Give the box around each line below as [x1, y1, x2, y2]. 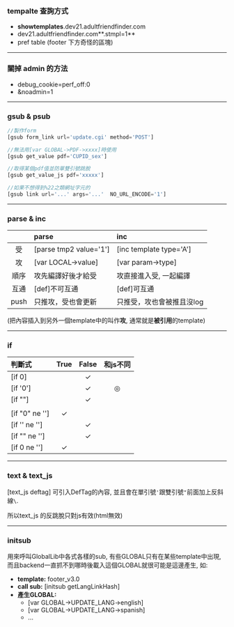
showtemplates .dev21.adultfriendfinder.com [17, 22, 146, 31]
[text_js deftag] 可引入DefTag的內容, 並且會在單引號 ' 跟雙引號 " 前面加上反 [7, 488, 218, 496]
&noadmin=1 [17, 87, 54, 95]
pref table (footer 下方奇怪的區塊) [17, 38, 114, 47]
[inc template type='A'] [116, 245, 192, 254]
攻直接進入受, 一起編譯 [116, 271, 190, 281]
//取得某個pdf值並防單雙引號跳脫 [7, 165, 91, 172]
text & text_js [7, 471, 53, 481]
